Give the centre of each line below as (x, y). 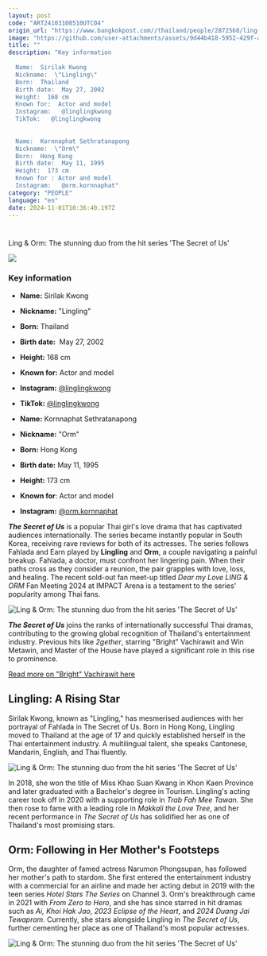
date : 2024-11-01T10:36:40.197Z (62, 207)
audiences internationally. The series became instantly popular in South (125, 535)
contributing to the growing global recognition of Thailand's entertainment (130, 633)
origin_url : (28, 30)
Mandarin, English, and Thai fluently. (68, 752)
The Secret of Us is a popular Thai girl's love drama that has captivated (125, 526)
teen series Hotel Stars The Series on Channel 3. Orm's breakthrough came (132, 894)
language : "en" (33, 200)
